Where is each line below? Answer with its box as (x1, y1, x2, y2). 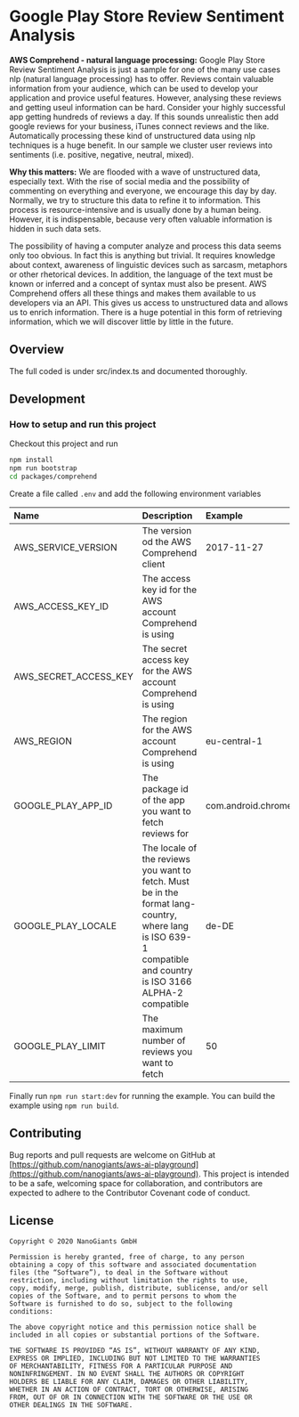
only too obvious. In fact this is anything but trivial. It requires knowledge (9, 249, 276, 260)
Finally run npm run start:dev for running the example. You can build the (9, 1091, 276, 1102)
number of (141, 1035, 186, 1047)
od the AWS (141, 536, 191, 549)
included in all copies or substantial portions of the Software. (9, 1330, 261, 1340)
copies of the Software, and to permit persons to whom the (9, 1291, 238, 1300)
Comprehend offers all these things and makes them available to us (9, 288, 256, 298)
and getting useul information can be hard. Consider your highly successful (9, 102, 287, 112)
